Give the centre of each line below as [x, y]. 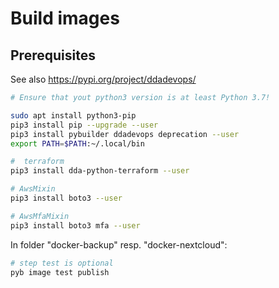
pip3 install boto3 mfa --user [75, 225]
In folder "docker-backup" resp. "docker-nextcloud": [119, 244]
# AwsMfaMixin [40, 216]
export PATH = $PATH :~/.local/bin [77, 143]
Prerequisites [53, 55]
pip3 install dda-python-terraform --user [100, 171]
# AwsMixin [33, 189]
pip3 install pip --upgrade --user [84, 125]
